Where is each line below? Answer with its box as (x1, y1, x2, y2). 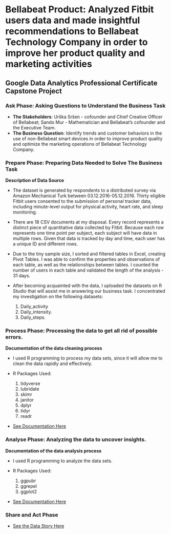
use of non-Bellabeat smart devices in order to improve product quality (12, 135, 163, 142)
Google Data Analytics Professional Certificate (5, 79, 158, 87)
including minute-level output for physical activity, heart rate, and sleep (12, 204, 163, 210)
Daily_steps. (20, 314, 46, 320)
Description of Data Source (5, 177, 65, 183)
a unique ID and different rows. (12, 241, 78, 247)
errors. (5, 334, 23, 341)
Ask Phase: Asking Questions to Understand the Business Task (5, 102, 166, 109)
